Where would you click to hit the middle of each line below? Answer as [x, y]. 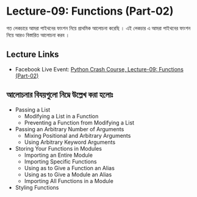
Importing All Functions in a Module [69, 181]
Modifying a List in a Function [61, 116]
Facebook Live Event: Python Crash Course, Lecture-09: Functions [99, 69]
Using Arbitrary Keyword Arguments [70, 142]
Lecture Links [33, 55]
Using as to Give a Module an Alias [68, 174]
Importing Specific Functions [60, 161]
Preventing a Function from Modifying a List [79, 123]
